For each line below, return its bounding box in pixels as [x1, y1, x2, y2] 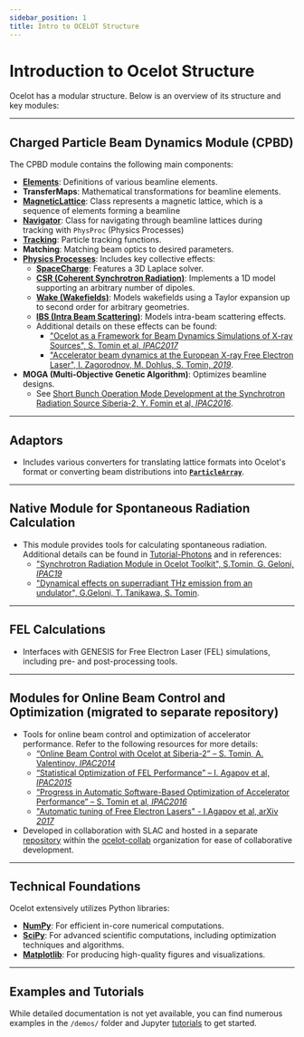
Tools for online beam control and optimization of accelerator [22, 728, 252, 739]
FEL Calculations [9, 622, 106, 638]
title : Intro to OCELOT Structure [9, 22, 140, 31]
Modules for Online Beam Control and [9, 690, 226, 706]
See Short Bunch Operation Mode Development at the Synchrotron [35, 389, 286, 399]
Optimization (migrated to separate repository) [9, 705, 279, 720]
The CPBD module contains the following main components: [9, 159, 233, 170]
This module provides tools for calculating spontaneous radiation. [22, 539, 268, 550]
